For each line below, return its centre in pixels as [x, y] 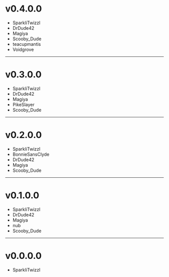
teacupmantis [27, 44]
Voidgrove [23, 49]
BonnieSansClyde [31, 154]
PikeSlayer [23, 104]
